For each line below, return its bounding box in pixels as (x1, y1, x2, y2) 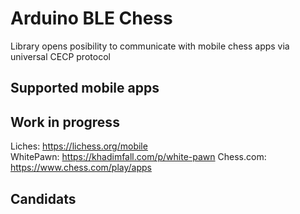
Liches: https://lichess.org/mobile (10, 140, 148, 152)
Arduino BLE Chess (10, 7, 173, 30)
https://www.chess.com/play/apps (10, 162, 152, 174)
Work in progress (10, 113, 120, 131)
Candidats (10, 190, 77, 207)
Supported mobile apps (10, 80, 160, 97)
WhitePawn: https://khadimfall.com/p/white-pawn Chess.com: (10, 151, 267, 163)
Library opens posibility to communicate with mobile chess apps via (10, 40, 290, 52)
